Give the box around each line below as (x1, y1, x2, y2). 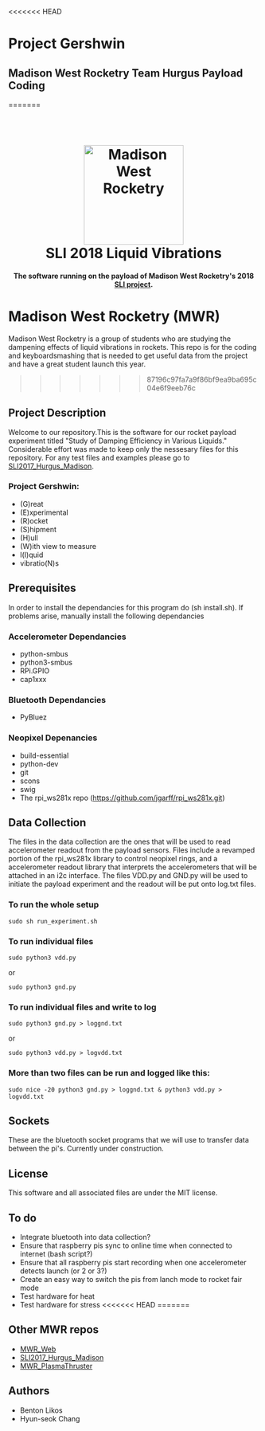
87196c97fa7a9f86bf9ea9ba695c (146, 374, 257, 384)
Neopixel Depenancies (8, 732, 98, 743)
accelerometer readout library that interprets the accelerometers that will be (8, 862, 257, 872)
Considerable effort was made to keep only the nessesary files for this (8, 444, 239, 453)
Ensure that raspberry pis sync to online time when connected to (19, 1241, 232, 1250)
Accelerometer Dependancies (8, 631, 127, 642)
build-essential (19, 751, 69, 760)
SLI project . (114, 279, 154, 289)
